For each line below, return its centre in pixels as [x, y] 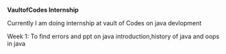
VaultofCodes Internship [43, 10]
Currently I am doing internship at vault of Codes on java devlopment [104, 23]
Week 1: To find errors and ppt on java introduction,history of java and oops [113, 36]
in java [16, 43]
